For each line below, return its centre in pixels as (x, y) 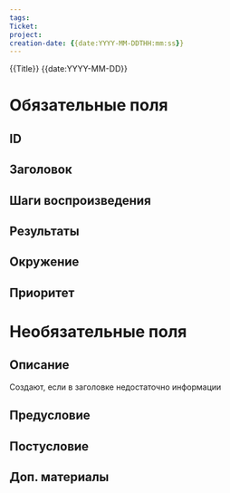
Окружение (44, 262)
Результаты (44, 231)
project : (26, 34)
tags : (19, 18)
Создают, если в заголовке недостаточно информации (115, 387)
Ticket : (24, 26)
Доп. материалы (59, 477)
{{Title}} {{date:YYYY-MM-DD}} (69, 69)
